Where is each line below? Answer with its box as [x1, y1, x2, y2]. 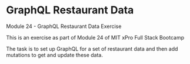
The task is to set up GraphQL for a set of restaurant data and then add [6, 45, 178, 52]
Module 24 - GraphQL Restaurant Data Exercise [6, 23, 122, 30]
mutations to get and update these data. [6, 51, 104, 58]
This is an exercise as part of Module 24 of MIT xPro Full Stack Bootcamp [6, 34, 185, 41]
